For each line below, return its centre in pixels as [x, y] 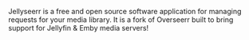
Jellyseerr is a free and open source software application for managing [125, 11]
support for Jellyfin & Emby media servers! [79, 28]
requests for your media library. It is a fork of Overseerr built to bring [121, 20]
